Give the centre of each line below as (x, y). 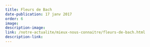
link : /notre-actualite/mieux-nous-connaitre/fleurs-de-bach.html (75, 32)
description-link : (24, 37)
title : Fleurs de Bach (29, 10)
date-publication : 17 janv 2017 (38, 14)
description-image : (25, 28)
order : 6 (14, 19)
